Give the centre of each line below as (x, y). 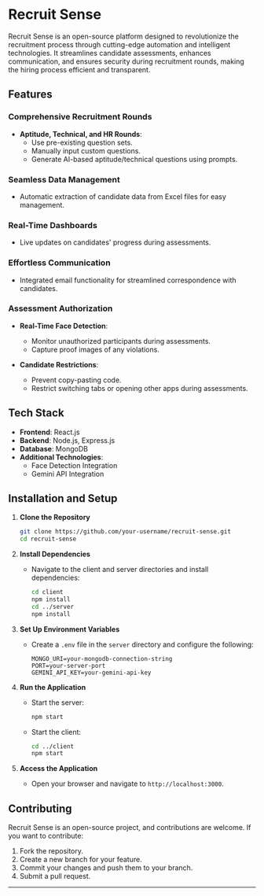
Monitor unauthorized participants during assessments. (121, 341)
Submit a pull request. (55, 876)
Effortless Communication (60, 263)
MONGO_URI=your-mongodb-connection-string (102, 658)
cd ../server (53, 607)
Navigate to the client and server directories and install (120, 570)
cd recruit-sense (48, 539)
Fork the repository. (51, 851)
